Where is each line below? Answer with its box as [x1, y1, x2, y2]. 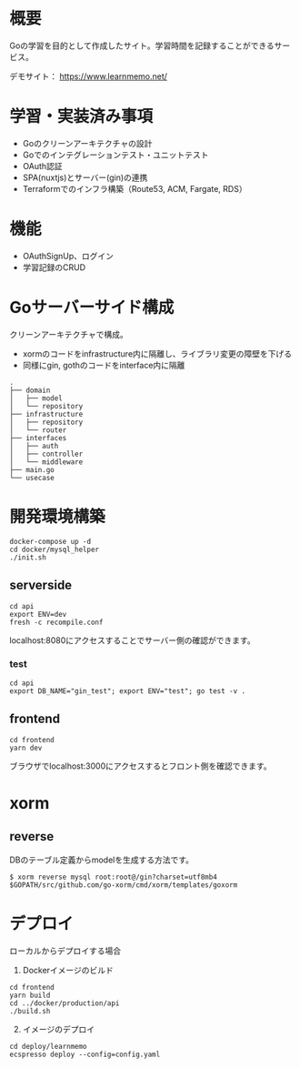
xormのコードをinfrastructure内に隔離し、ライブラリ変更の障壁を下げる [22, 348, 293, 359]
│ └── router [9, 425, 67, 435]
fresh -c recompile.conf [9, 618, 104, 627]
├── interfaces [9, 433, 67, 442]
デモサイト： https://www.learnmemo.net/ [9, 70, 168, 82]
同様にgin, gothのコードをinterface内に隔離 [22, 359, 185, 370]
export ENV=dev [9, 610, 67, 619]
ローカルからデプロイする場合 [9, 945, 121, 956]
